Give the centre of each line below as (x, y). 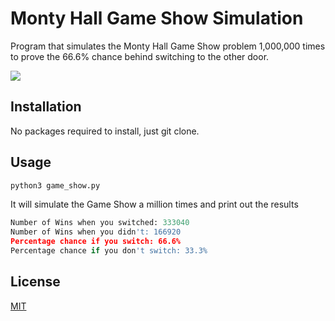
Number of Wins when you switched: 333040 (100, 223)
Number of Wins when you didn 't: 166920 (96, 232)
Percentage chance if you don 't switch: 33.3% (109, 251)
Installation (46, 107)
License (35, 282)
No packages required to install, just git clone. (105, 131)
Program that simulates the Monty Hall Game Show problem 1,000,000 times (168, 46)
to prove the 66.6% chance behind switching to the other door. (140, 56)
